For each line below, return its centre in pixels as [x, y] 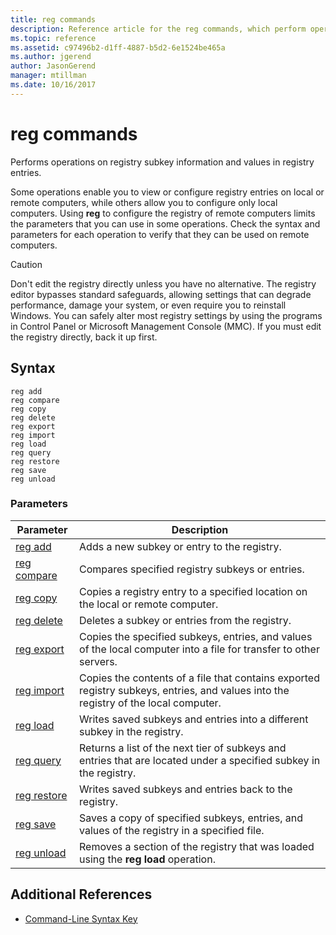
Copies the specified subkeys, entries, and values [196, 636]
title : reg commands [53, 19]
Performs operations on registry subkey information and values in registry [162, 162]
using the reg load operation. [147, 859]
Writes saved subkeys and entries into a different [194, 719]
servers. [98, 661]
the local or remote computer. [149, 604]
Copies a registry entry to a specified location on [193, 591]
